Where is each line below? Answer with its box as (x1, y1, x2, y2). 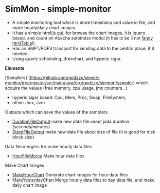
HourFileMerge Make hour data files (12, 153, 85, 159)
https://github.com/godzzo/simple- (30, 75, 100, 80)
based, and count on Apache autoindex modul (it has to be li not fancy (12, 35, 153, 41)
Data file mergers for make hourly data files (5, 143, 92, 149)
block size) (12, 134, 35, 140)
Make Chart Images (5, 162, 45, 168)
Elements (5, 65, 25, 71)
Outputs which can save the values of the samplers (5, 109, 108, 115)
